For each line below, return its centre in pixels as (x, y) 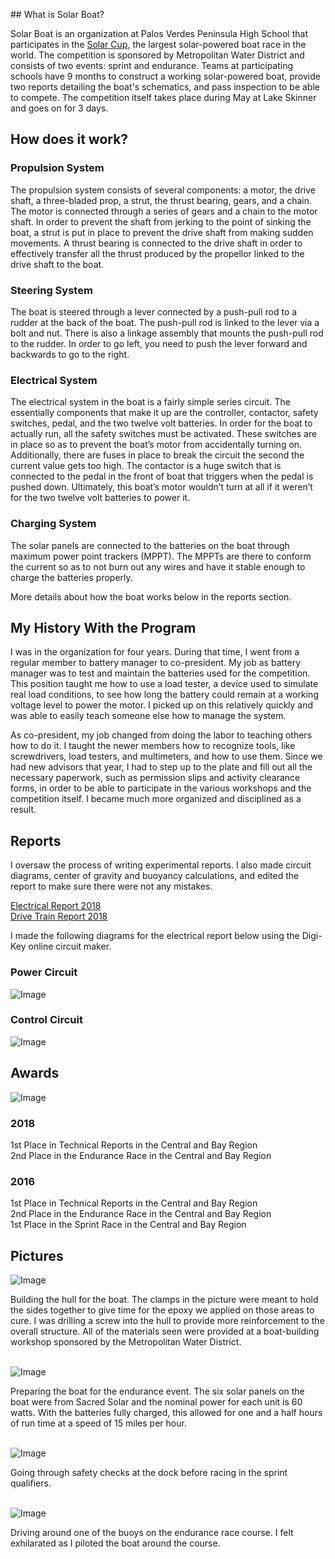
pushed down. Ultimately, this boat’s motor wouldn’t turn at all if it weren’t (161, 487)
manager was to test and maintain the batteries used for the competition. (160, 673)
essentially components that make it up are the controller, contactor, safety (164, 413)
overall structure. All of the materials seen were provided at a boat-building (165, 1331)
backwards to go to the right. (70, 354)
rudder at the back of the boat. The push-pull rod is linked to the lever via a (165, 322)
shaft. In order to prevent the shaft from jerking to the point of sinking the (161, 221)
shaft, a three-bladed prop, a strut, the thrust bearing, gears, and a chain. (161, 200)
